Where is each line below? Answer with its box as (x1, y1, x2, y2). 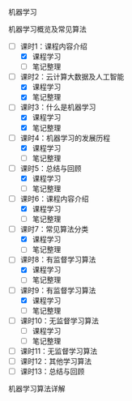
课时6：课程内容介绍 (19, 194, 89, 203)
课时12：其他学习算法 (19, 356, 92, 366)
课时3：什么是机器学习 (19, 102, 96, 112)
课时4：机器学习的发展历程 (19, 133, 111, 143)
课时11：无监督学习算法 (19, 346, 98, 356)
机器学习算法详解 (8, 384, 66, 394)
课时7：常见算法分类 (19, 224, 89, 234)
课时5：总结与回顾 (19, 163, 83, 173)
